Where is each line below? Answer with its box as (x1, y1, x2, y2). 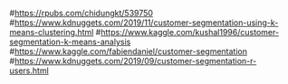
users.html (9, 65, 50, 76)
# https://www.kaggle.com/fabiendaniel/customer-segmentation (9, 46, 247, 57)
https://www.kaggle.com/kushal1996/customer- (101, 27, 279, 37)
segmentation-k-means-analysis (9, 36, 131, 47)
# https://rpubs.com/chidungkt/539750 (9, 8, 154, 18)
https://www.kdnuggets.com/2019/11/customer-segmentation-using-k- (14, 17, 279, 28)
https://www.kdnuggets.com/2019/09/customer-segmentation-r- (14, 56, 257, 66)
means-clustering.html (9, 27, 94, 37)
